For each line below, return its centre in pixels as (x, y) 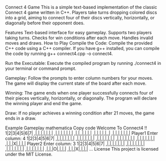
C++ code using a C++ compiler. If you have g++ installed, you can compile (83, 48)
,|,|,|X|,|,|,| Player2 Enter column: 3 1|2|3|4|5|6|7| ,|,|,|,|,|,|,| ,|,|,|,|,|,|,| (75, 144)
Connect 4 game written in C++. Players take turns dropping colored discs (81, 12)
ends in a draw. (21, 118)
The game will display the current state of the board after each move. (76, 83)
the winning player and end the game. (44, 103)
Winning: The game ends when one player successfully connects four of (79, 93)
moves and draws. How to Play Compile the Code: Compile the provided (79, 43)
